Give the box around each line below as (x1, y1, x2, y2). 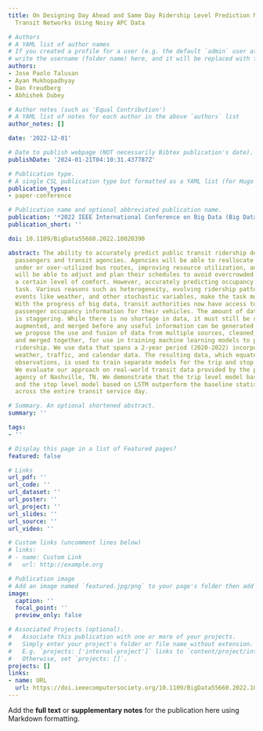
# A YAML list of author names (8, 40, 110, 48)
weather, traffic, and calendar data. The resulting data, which (15, 351, 233, 359)
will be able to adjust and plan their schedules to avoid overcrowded (15, 271, 254, 279)
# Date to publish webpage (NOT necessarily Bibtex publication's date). (8, 148, 254, 156)
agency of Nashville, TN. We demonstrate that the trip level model (15, 373, 243, 381)
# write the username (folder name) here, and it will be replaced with (8, 55, 250, 63)
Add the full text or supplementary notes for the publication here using (8, 705, 240, 715)
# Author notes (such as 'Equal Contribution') (8, 105, 167, 114)
